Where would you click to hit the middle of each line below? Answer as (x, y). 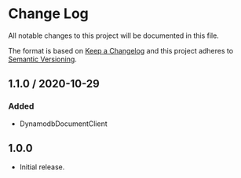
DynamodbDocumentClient (63, 124)
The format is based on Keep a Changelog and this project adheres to (121, 50)
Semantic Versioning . (42, 59)
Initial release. (42, 167)
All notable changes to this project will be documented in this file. (114, 35)
